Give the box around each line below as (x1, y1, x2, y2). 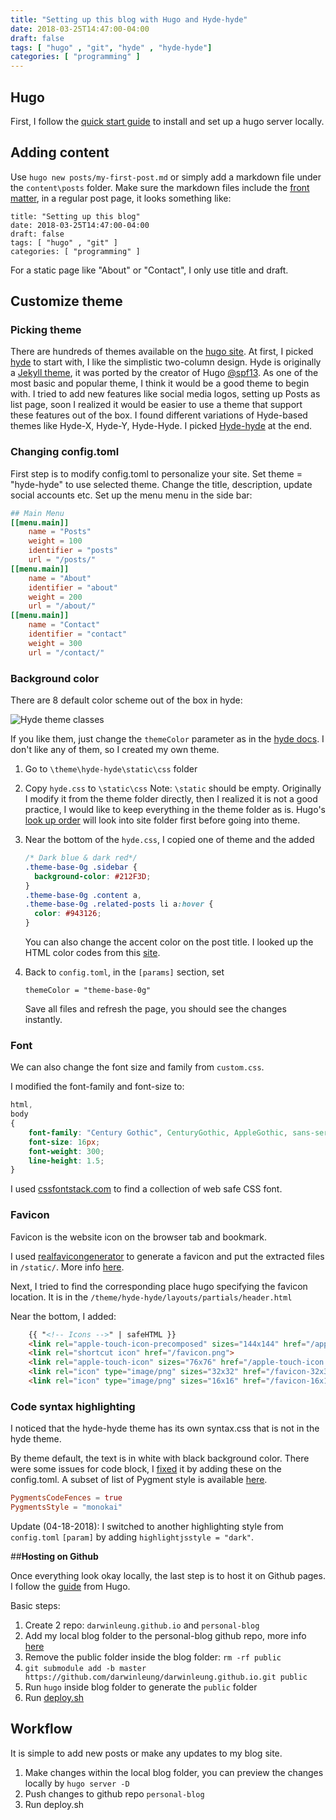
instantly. (24, 1014, 63, 1026)
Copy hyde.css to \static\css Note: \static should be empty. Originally (24, 782, 322, 795)
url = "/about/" (28, 601, 97, 611)
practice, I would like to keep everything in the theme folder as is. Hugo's (24, 804, 326, 816)
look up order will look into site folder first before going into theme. (24, 814, 301, 826)
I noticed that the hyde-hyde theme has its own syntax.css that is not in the (10, 1422, 320, 1435)
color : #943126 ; (34, 909, 102, 919)
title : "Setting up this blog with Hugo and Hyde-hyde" (10, 14, 248, 25)
